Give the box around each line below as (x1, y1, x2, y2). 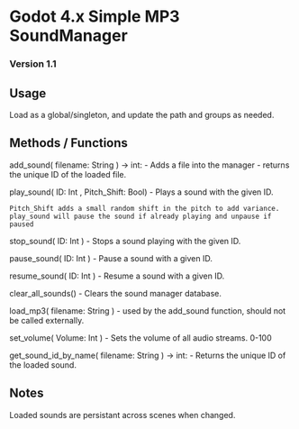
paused (9, 219, 34, 229)
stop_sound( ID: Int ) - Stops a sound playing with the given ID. (9, 235, 241, 246)
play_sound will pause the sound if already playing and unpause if (9, 212, 272, 221)
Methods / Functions (9, 135, 129, 151)
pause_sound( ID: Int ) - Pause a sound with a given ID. (9, 252, 213, 263)
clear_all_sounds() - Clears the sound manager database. (9, 288, 222, 298)
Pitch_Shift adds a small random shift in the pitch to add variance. (9, 204, 280, 213)
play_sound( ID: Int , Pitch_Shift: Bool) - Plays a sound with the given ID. (9, 187, 274, 197)
